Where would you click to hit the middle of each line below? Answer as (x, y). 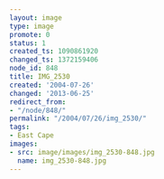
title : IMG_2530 (40, 77)
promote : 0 (30, 34)
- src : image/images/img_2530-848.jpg (82, 152)
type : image (32, 26)
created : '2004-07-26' (52, 85)
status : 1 (28, 43)
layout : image (36, 18)
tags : (19, 127)
